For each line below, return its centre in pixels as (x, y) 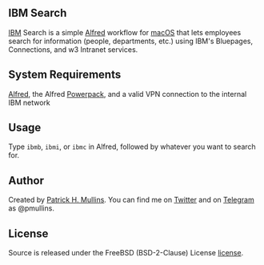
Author (26, 181)
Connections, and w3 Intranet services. (73, 49)
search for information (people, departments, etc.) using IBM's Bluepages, (131, 41)
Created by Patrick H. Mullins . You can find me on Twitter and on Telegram (131, 200)
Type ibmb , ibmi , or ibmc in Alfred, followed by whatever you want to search (132, 147)
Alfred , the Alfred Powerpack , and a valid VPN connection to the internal (128, 94)
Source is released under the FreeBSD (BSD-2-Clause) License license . (126, 253)
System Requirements (65, 75)
